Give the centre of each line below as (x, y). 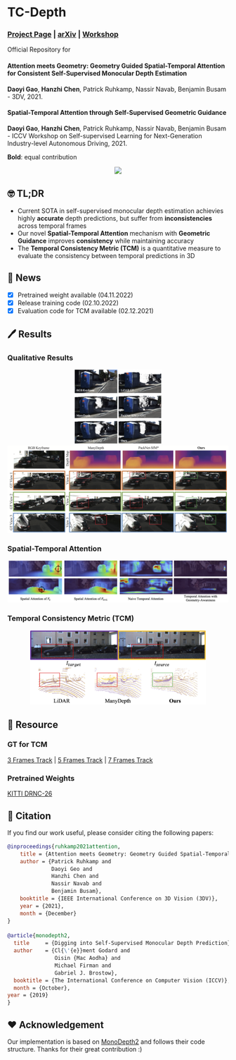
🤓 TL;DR (26, 194)
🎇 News (24, 278)
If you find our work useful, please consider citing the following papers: (111, 832)
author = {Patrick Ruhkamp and (66, 861)
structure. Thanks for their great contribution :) (75, 1049)
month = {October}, (42, 988)
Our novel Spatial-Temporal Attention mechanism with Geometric (114, 233)
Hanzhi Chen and (75, 876)
